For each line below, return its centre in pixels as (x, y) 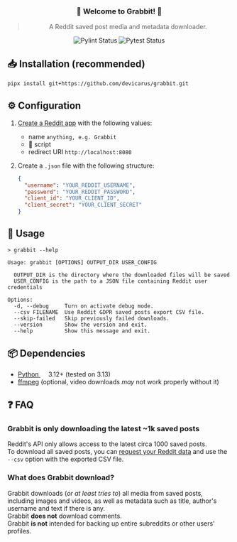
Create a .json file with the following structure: (86, 166)
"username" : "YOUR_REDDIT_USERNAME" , (80, 185)
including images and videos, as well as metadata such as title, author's (112, 501)
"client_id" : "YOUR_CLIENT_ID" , (72, 198)
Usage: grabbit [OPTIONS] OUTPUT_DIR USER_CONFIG (82, 262)
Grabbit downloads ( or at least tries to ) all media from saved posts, (105, 493)
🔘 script (40, 144)
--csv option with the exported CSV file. (66, 459)
